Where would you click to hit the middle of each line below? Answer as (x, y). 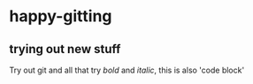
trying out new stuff (65, 49)
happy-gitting (61, 16)
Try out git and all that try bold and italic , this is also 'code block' (127, 70)
